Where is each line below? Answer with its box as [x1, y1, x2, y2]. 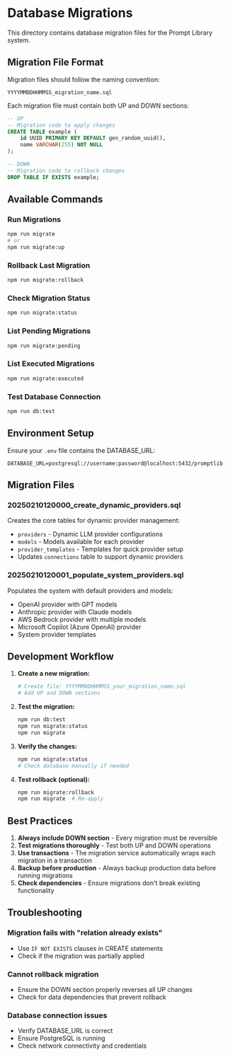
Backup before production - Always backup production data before [17, 864, 217, 872]
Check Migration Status [7, 294, 91, 304]
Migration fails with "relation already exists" [7, 928, 163, 938]
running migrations [17, 872, 73, 880]
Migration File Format [7, 57, 104, 69]
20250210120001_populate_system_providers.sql [7, 570, 184, 580]
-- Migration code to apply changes [7, 122, 115, 129]
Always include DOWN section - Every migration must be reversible [17, 833, 218, 843]
